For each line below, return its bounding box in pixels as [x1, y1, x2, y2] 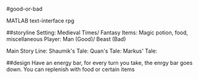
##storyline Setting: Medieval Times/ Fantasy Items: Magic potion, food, [6, 29, 189, 36]
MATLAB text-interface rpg [6, 17, 75, 24]
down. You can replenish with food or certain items [6, 66, 135, 73]
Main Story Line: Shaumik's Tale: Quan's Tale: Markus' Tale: [6, 47, 157, 55]
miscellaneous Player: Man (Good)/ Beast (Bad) [6, 36, 127, 42]
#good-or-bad [6, 6, 43, 12]
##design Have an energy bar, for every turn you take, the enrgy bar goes [6, 59, 193, 66]
